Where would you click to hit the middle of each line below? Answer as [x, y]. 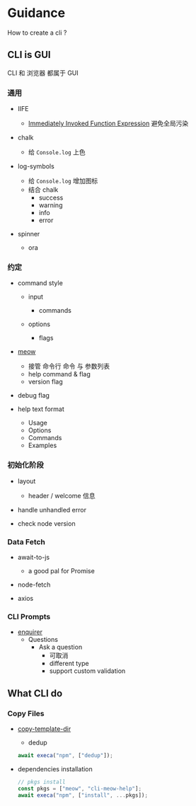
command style [40, 283]
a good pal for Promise [62, 570]
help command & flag [59, 374]
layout [27, 481]
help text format [41, 409]
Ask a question [60, 647]
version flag [46, 382]
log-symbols [36, 166]
